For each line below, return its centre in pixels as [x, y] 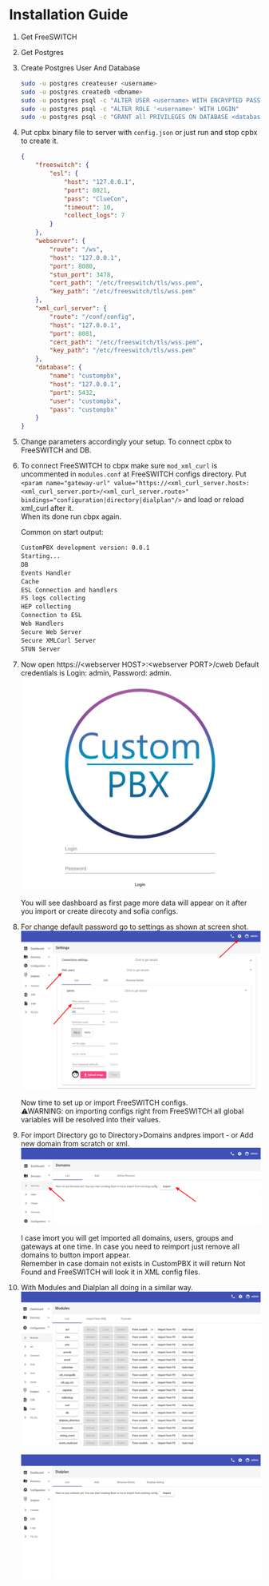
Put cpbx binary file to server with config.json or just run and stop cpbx [139, 133]
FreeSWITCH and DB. [56, 450]
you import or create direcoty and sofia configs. [99, 911]
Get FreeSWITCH [49, 37]
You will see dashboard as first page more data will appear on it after [134, 903]
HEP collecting [46, 607]
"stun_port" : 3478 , [82, 275]
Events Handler [46, 573]
